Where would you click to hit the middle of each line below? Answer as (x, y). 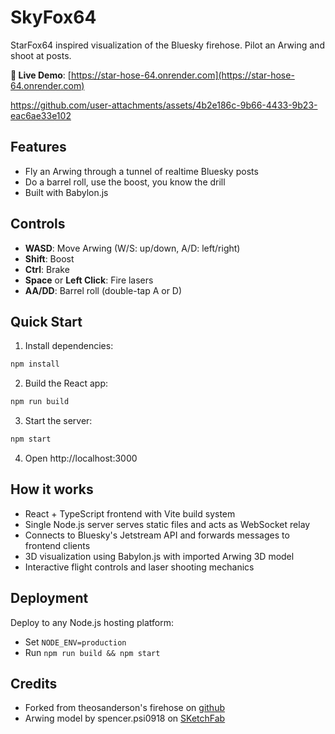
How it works (52, 489)
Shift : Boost (49, 258)
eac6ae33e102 (41, 115)
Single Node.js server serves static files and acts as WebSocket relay (167, 524)
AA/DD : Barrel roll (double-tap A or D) (103, 290)
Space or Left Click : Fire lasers (89, 280)
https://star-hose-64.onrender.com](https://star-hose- (182, 75)
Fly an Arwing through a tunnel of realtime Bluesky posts (141, 171)
